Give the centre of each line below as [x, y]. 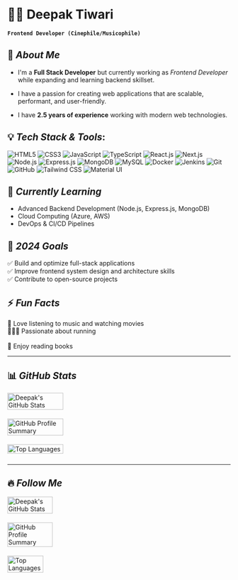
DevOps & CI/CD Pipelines [56, 224]
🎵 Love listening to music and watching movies [76, 323]
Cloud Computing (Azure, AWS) [64, 217]
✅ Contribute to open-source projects [63, 279]
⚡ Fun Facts [34, 303]
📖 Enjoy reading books [40, 346]
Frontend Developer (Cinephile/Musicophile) [74, 33]
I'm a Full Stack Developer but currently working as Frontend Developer [123, 72]
